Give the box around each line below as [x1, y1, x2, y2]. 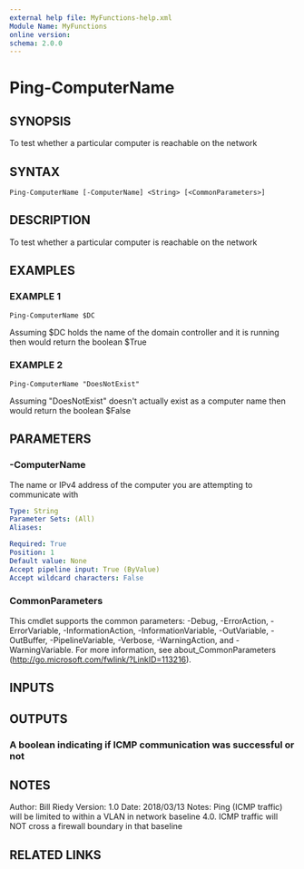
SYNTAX [9, 164, 61, 180]
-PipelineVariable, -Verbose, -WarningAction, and [49, 634, 234, 645]
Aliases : [9, 523, 43, 532]
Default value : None [9, 556, 88, 565]
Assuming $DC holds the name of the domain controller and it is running [9, 327, 279, 337]
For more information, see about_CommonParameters [75, 644, 277, 655]
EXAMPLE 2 [9, 359, 64, 372]
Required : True [9, 540, 67, 549]
